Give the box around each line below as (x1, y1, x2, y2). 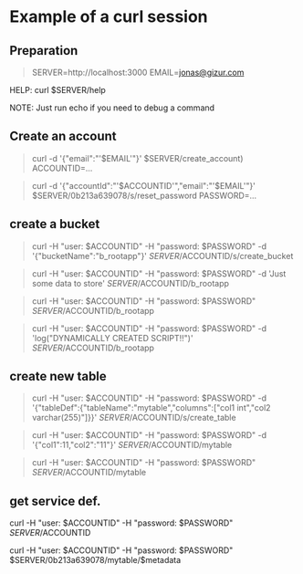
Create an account (9, 129, 117, 144)
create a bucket (9, 216, 100, 232)
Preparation (9, 43, 78, 58)
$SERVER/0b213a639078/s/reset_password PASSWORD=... (31, 190, 257, 201)
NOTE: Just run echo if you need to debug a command (9, 102, 215, 113)
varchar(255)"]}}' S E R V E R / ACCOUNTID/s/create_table (31, 412, 236, 423)
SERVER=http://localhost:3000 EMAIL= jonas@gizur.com (31, 67, 245, 78)
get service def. (9, 493, 101, 508)
